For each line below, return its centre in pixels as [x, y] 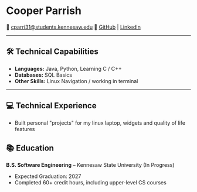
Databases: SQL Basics [43, 75]
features [25, 129]
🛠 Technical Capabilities [52, 52]
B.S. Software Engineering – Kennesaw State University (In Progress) [90, 165]
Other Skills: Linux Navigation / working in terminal [76, 81]
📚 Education [30, 148]
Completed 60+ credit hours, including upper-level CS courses [91, 183]
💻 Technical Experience [51, 106]
